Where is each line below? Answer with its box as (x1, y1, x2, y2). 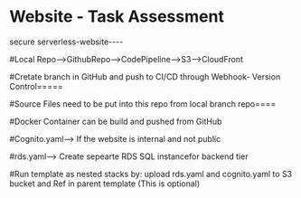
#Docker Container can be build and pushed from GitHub (9, 116, 222, 127)
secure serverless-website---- (9, 36, 124, 47)
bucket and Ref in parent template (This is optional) (9, 178, 201, 189)
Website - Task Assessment (9, 6, 224, 27)
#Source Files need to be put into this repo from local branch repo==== (9, 98, 277, 109)
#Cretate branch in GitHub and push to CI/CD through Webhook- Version (9, 71, 281, 82)
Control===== (9, 80, 63, 91)
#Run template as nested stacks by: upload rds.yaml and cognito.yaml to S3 (9, 168, 293, 179)
